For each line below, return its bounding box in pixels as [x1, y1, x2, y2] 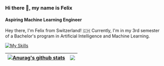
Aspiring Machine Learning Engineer [5, 17, 82, 23]
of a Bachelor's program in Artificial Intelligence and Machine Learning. [5, 33, 150, 39]
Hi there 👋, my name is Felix [5, 4, 73, 11]
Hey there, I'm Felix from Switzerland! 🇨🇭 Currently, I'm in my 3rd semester [5, 28, 160, 33]
